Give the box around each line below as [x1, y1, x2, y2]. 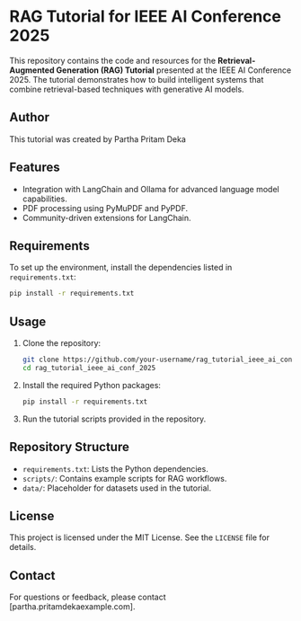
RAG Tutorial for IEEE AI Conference [9, 6, 281, 27]
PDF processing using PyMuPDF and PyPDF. [22, 202, 189, 213]
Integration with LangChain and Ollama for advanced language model [22, 183, 280, 194]
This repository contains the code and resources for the [9, 55, 217, 66]
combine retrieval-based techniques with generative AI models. [9, 84, 244, 94]
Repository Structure [9, 439, 130, 455]
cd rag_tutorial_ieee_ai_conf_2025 [22, 363, 156, 372]
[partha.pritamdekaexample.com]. [9, 601, 136, 612]
